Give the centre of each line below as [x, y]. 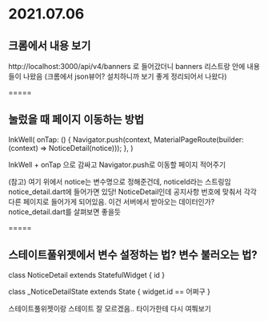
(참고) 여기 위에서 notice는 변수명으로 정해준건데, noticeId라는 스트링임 [120, 181]
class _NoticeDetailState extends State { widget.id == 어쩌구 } [109, 291]
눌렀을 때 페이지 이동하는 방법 [76, 120]
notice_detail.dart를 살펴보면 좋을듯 [65, 211]
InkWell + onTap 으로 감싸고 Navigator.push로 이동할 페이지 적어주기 [117, 165]
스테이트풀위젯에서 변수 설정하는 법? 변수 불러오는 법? [133, 255]
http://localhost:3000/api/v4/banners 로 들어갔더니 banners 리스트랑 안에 [127, 66]
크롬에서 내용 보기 [50, 45]
